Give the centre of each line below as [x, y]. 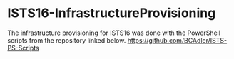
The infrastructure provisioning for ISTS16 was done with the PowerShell [114, 33]
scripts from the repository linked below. [67, 40]
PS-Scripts [23, 48]
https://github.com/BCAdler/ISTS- [177, 40]
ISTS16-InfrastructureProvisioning [112, 13]
